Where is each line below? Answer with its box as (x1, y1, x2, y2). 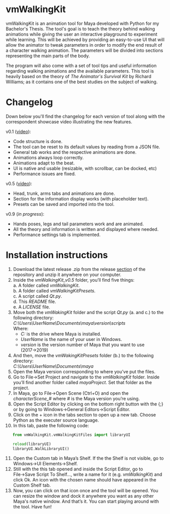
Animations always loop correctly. (13, 154, 84, 160)
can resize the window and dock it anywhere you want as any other (13, 493, 154, 499)
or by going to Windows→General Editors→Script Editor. (13, 406, 131, 412)
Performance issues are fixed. (13, 170, 76, 177)
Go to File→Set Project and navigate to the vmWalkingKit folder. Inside (13, 374, 160, 380)
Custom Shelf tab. (13, 482, 51, 488)
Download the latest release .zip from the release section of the (13, 266, 146, 272)
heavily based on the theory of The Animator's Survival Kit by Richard (6, 73, 151, 79)
